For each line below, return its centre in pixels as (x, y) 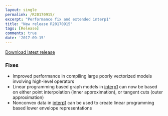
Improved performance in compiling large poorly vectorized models (82, 76)
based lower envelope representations (52, 108)
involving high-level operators (43, 81)
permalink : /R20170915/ (30, 15)
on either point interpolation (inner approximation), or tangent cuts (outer (88, 92)
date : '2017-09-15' (26, 38)
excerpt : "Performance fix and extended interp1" (58, 19)
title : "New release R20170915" (39, 24)
